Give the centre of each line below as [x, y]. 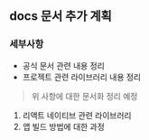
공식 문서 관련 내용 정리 [64, 65]
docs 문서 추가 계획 [61, 16]
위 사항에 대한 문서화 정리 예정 [84, 96]
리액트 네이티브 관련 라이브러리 [77, 115]
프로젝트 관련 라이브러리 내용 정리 [82, 77]
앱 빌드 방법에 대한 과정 [64, 126]
